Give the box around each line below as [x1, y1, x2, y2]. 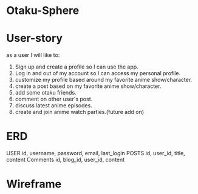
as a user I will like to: [6, 52, 60, 59]
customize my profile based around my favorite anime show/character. [15, 76, 193, 84]
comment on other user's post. [15, 95, 93, 103]
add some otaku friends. [15, 89, 77, 96]
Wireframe [6, 177, 62, 191]
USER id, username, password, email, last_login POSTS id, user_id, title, [6, 150, 185, 157]
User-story [6, 32, 63, 45]
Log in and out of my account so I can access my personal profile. [15, 70, 181, 77]
